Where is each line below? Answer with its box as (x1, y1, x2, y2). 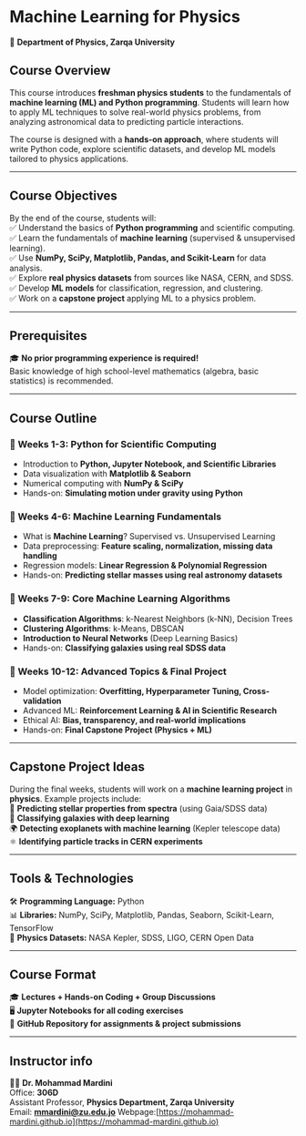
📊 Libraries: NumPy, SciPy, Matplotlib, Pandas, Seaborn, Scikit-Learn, (9, 909, 275, 920)
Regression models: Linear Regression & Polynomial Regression (22, 560, 267, 571)
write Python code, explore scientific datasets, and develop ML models (9, 143, 276, 154)
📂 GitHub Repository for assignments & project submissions (9, 1018, 241, 1029)
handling (22, 550, 57, 561)
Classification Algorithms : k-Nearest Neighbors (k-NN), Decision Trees (22, 613, 293, 624)
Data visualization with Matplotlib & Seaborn (22, 468, 191, 479)
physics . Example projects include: (9, 793, 142, 803)
